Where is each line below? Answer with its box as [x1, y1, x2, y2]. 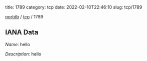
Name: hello [5, 41, 30, 47]
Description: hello [5, 51, 41, 57]
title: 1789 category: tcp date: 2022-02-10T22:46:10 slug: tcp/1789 [5, 4, 142, 10]
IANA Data [5, 28, 38, 37]
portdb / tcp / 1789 [5, 14, 43, 19]
